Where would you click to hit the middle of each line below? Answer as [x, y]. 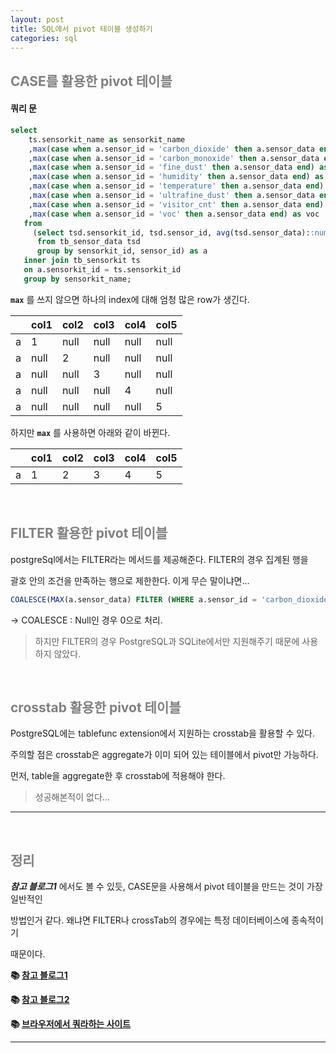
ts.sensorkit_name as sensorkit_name [107, 139]
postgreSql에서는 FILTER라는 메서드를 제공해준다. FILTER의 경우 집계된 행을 [159, 559]
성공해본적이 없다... [72, 797]
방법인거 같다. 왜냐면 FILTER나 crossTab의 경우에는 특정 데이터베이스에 [150, 920]
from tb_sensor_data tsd [88, 242]
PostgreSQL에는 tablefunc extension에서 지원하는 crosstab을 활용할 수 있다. [163, 733]
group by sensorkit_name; [77, 279]
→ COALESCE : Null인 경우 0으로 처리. [86, 620]
